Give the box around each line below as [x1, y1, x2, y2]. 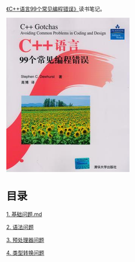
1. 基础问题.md [6, 211, 42, 218]
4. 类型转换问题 [6, 249, 45, 256]
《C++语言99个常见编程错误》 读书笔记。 [6, 5, 105, 12]
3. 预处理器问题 [6, 236, 45, 243]
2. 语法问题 [6, 223, 34, 231]
